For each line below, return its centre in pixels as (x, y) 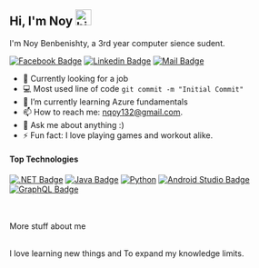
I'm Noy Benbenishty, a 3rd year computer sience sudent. (117, 43)
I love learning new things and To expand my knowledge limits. (127, 253)
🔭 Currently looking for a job (75, 78)
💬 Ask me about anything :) (73, 124)
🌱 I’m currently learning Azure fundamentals (105, 102)
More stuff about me (48, 226)
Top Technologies (44, 159)
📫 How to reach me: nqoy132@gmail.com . (103, 112)
